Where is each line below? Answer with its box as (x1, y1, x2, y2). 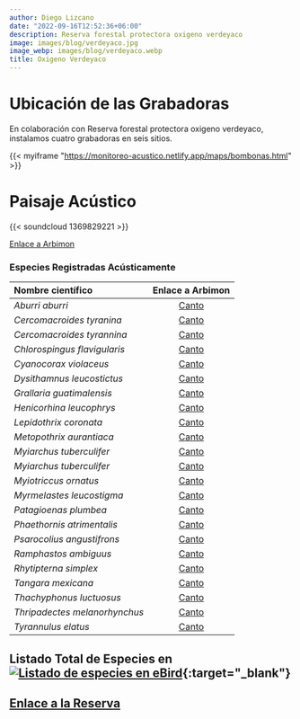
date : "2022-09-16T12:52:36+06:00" (9, 22, 143, 31)
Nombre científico (13, 284, 93, 297)
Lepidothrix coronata (13, 416, 103, 429)
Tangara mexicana (13, 577, 94, 590)
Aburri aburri (13, 299, 69, 312)
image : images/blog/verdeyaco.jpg (9, 38, 139, 48)
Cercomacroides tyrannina (13, 329, 128, 342)
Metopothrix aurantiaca (13, 431, 114, 443)
